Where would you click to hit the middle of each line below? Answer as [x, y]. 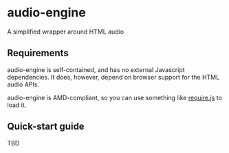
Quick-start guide [46, 127]
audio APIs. [23, 84]
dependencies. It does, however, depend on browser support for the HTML [113, 77]
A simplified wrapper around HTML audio [66, 32]
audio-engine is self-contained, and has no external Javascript [96, 69]
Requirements [38, 53]
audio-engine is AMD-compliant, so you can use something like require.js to [115, 97]
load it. [17, 105]
